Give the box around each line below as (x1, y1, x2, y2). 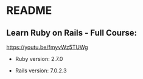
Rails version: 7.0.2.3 (15, 67, 67, 74)
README (6, 4, 52, 17)
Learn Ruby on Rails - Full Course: (6, 28, 137, 38)
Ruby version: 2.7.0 (15, 55, 63, 62)
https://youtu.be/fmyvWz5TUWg (6, 43, 88, 51)
